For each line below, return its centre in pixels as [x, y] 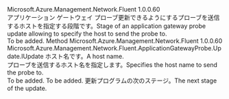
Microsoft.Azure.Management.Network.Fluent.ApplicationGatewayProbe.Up [114, 48]
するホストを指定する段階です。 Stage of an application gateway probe [107, 26]
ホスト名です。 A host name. [85, 56]
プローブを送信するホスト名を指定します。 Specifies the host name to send [112, 65]
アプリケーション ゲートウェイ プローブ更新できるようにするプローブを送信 [113, 17]
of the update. [27, 88]
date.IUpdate [25, 56]
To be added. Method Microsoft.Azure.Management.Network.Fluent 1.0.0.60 [115, 41]
